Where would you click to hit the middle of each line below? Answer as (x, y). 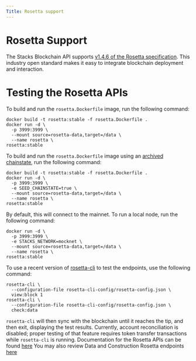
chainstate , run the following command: (54, 162)
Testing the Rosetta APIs (67, 93)
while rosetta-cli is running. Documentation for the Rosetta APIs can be (94, 339)
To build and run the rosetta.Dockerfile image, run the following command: (98, 109)
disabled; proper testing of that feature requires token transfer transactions (97, 333)
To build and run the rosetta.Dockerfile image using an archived (85, 156)
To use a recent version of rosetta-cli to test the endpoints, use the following (98, 268)
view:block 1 (27, 295)
